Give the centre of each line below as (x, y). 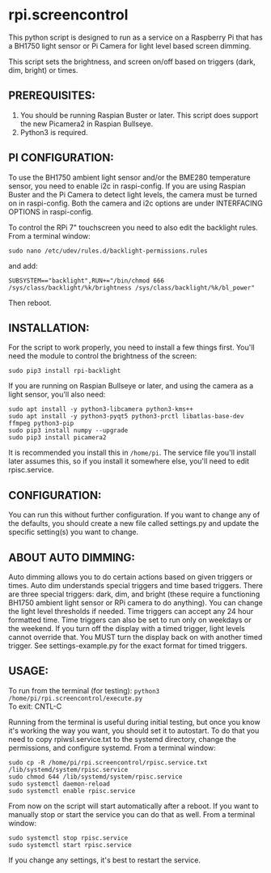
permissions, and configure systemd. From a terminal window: (112, 748)
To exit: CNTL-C (35, 706)
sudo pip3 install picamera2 (57, 438)
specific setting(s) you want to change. (74, 532)
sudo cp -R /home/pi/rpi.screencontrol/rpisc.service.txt (108, 762)
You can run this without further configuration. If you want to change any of (134, 515)
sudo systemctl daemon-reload (59, 784)
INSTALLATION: (49, 328)
